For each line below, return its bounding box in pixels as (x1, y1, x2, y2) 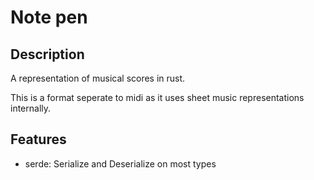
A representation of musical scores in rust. (10, 72, 186, 84)
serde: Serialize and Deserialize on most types (24, 157, 217, 170)
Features (10, 131, 67, 148)
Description (10, 46, 85, 63)
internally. (10, 102, 52, 114)
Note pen (10, 6, 88, 29)
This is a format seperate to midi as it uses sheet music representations (10, 92, 305, 103)
